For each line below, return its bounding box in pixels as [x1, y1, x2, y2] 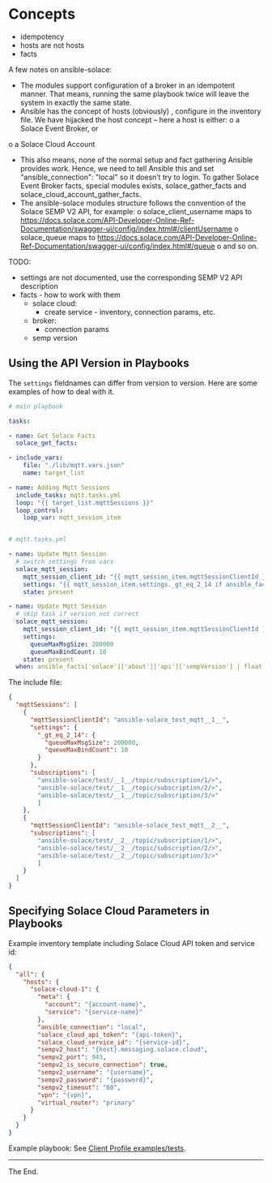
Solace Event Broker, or [19, 123, 99, 133]
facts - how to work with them [19, 290, 121, 299]
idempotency [19, 32, 65, 41]
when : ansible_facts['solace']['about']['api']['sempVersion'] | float [15, 663, 263, 671]
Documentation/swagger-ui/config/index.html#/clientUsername [19, 224, 233, 234]
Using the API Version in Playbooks [8, 356, 189, 370]
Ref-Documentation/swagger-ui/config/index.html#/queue [19, 241, 216, 251]
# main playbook [8, 402, 63, 411]
